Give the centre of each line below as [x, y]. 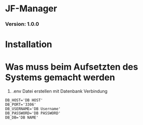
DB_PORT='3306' [21, 105]
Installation [29, 44]
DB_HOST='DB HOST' [24, 100]
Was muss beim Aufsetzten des [72, 67]
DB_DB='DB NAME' [22, 118]
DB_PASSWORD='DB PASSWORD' [33, 113]
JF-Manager [31, 9]
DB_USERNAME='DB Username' [33, 109]
